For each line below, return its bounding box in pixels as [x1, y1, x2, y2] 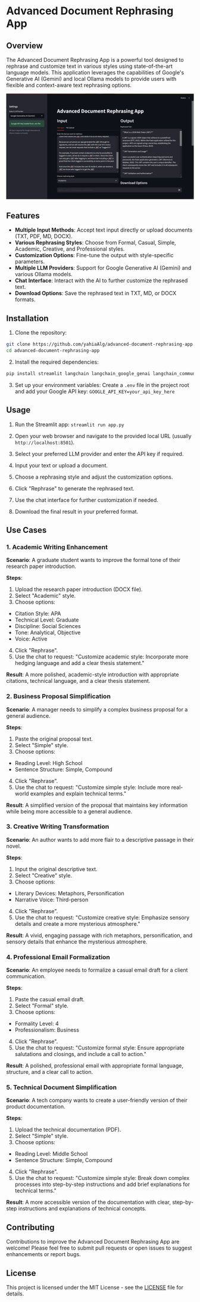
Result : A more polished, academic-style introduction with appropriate [6, 671, 179, 678]
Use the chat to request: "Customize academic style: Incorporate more [14, 653, 189, 660]
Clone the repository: [14, 329, 67, 336]
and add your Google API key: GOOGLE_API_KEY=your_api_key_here [14, 388, 175, 395]
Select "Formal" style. [14, 1002, 68, 1010]
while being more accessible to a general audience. [6, 808, 133, 815]
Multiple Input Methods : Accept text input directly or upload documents [14, 226, 193, 233]
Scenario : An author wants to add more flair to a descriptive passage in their [6, 836, 194, 843]
